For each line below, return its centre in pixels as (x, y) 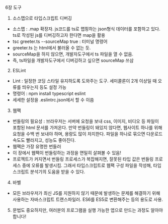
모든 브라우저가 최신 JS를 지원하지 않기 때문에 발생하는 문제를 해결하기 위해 (86, 193)
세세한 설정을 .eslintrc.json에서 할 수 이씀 (53, 100)
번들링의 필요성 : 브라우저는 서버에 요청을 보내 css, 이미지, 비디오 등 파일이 (86, 121)
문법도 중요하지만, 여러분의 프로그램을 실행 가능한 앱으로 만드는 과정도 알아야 (88, 210)
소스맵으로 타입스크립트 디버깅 (42, 18)
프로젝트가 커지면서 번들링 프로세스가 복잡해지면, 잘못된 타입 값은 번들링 (83, 159)
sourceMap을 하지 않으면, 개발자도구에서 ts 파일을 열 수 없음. (73, 54)
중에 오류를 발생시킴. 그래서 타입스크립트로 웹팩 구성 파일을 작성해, (87, 165)
